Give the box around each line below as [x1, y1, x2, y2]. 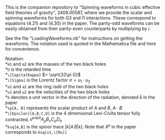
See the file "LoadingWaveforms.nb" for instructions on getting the [5, 35, 143, 41]
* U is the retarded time [5, 66, 51, 72]
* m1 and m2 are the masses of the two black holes [5, 61, 106, 67]
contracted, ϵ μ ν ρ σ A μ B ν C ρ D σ [5, 115, 62, 123]
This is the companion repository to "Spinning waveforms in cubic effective [5, 5, 160, 10]
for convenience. [5, 46, 40, 52]
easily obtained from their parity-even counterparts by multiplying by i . [5, 26, 151, 32]
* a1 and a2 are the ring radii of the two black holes [5, 83, 109, 89]
